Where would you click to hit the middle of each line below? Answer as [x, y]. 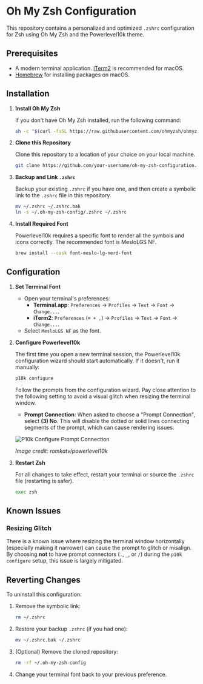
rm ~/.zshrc [30, 617]
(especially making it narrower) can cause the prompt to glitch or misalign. [99, 548]
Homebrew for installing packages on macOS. [72, 75]
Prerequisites [32, 54]
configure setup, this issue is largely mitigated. [65, 561]
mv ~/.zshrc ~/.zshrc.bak [48, 207]
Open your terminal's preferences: [67, 298]
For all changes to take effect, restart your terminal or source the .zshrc [105, 474]
